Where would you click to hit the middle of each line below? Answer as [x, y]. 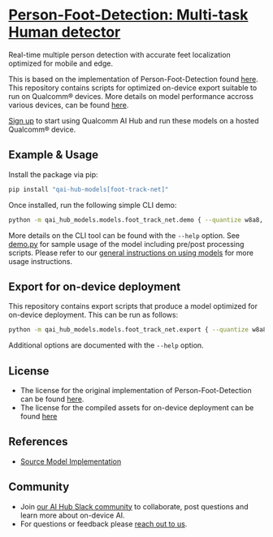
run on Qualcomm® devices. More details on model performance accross [131, 96]
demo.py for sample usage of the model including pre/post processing [126, 244]
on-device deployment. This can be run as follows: [93, 315]
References [38, 442]
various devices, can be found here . [69, 105]
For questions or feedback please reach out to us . [104, 524]
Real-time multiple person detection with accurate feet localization [120, 54]
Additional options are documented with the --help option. [106, 345]
